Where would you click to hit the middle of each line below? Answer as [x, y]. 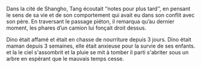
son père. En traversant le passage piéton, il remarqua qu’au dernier [90, 21]
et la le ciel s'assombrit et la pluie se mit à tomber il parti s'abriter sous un [97, 52]
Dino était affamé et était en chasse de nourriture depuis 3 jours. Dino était [99, 39]
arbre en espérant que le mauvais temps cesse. [65, 59]
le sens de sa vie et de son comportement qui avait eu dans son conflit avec [100, 15]
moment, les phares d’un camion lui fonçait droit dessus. [76, 28]
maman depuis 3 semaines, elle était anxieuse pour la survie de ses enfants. [101, 46]
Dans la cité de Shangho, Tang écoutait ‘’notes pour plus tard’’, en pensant [98, 9]
